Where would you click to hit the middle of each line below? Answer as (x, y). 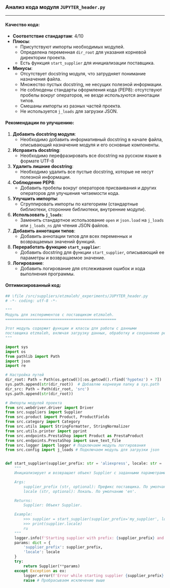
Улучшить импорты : (35, 198)
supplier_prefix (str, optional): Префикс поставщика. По (86, 487)
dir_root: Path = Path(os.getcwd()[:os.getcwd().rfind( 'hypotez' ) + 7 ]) (83, 380)
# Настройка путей (25, 375)
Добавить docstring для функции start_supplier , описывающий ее (92, 252)
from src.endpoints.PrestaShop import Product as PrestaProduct (74, 436)
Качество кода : (23, 24)
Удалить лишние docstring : (43, 166)
